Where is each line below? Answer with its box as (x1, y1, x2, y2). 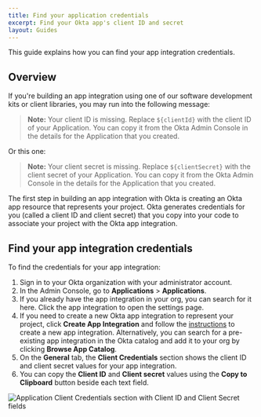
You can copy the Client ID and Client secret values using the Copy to (19, 370, 248, 379)
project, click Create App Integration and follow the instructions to (19, 320, 235, 328)
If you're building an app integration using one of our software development (8, 91, 253, 101)
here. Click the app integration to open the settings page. (19, 303, 205, 312)
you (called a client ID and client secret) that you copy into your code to (8, 210, 239, 220)
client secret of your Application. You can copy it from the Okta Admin (27, 170, 254, 180)
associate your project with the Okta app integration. (8, 219, 178, 229)
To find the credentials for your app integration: (8, 262, 161, 272)
